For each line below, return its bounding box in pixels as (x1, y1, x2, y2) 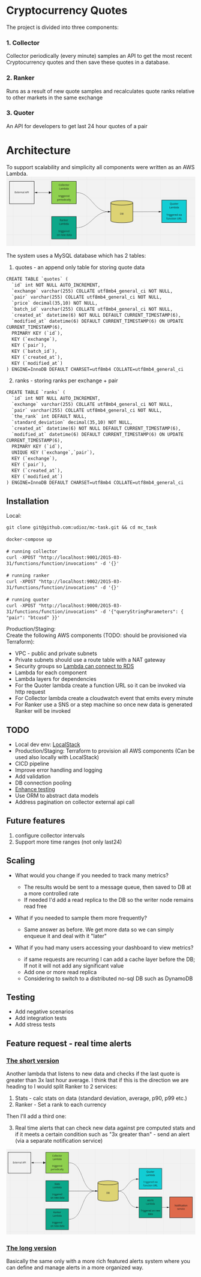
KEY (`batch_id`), (11, 349, 58, 355)
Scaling (6, 856, 35, 866)
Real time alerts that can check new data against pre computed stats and (14, 1124, 196, 1132)
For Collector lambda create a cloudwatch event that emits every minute (14, 695, 194, 702)
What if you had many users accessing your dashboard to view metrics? (14, 943, 194, 951)
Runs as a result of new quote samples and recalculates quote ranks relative (6, 87, 195, 95)
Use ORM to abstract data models (14, 792, 99, 799)
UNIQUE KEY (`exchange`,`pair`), (11, 450, 95, 456)
